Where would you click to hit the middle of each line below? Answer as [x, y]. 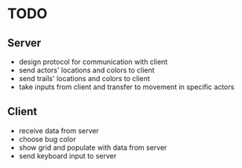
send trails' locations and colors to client [84, 78]
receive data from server [59, 130]
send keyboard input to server [68, 155]
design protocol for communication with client [93, 62]
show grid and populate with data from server [93, 147]
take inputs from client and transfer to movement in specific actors [126, 87]
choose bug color [47, 139]
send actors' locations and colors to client [86, 70]
